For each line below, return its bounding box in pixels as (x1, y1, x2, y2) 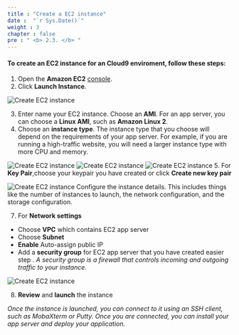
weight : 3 (7, 23, 40, 31)
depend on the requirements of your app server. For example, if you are (17, 132, 228, 141)
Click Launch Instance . (17, 83, 87, 91)
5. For (214, 161, 231, 170)
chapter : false (7, 30, 55, 38)
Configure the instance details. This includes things (76, 183, 227, 191)
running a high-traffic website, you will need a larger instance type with (17, 140, 227, 149)
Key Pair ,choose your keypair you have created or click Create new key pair (7, 169, 232, 178)
